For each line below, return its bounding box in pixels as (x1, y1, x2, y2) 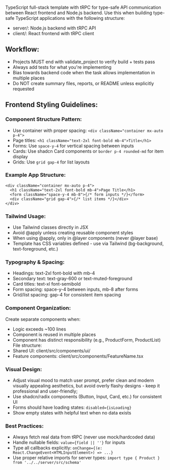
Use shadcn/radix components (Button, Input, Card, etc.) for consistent (12, 393, 162, 399)
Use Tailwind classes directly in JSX (12, 224, 89, 231)
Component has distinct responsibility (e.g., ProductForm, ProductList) (12, 337, 161, 343)
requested (12, 86, 35, 92)
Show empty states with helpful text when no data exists (12, 409, 131, 416)
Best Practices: (5, 422, 44, 429)
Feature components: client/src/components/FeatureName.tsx (12, 353, 144, 359)
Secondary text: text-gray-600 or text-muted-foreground (12, 275, 132, 282)
